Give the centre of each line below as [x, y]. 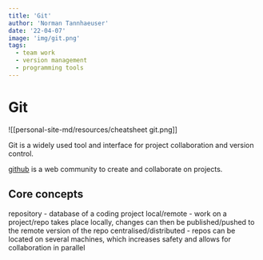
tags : [17, 46]
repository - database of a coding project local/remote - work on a [118, 214]
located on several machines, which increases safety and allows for [120, 239]
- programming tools [50, 68]
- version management [52, 61]
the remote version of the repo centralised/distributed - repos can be [122, 230]
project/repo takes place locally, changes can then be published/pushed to [131, 222]
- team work [36, 53]
